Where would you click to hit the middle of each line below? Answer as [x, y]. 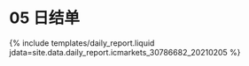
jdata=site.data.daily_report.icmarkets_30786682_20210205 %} [125, 52]
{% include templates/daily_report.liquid [82, 43]
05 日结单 [44, 18]
